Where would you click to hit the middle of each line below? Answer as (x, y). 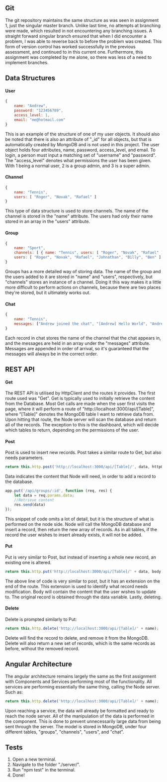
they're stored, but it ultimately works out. (48, 293)
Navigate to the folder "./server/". (46, 765)
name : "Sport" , (30, 248)
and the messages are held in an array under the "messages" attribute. (78, 343)
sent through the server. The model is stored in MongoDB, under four (76, 726)
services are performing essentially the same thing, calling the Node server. (83, 686)
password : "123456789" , (39, 111)
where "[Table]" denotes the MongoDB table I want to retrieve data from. (80, 414)
